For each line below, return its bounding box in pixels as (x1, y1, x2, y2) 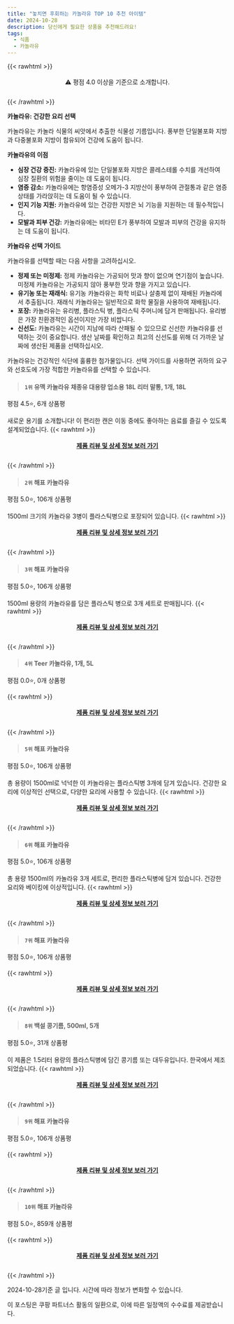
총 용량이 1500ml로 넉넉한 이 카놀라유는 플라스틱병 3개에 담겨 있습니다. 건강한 (7, 779, 220, 787)
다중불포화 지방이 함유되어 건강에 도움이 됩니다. (14, 136, 144, 144)
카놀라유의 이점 (7, 151, 49, 158)
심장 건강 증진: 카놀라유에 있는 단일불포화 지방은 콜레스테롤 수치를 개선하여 (17, 165, 221, 174)
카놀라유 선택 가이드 (7, 242, 61, 250)
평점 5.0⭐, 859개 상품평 (7, 1220, 73, 1228)
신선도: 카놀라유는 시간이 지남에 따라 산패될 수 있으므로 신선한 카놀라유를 (17, 324, 216, 332)
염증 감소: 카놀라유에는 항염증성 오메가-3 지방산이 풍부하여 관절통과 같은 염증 (17, 183, 228, 191)
